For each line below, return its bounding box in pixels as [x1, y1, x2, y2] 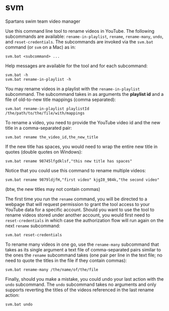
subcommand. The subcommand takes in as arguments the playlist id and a [5, 91, 164, 97]
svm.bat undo [5, 302, 33, 307]
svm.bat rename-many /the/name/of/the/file [5, 267, 99, 272]
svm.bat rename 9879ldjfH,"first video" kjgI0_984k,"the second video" [5, 177, 159, 182]
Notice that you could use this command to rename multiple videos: [5, 167, 146, 173]
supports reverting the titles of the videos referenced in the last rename [5, 287, 154, 293]
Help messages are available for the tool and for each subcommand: [5, 63, 148, 69]
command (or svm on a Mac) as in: [5, 44, 76, 50]
